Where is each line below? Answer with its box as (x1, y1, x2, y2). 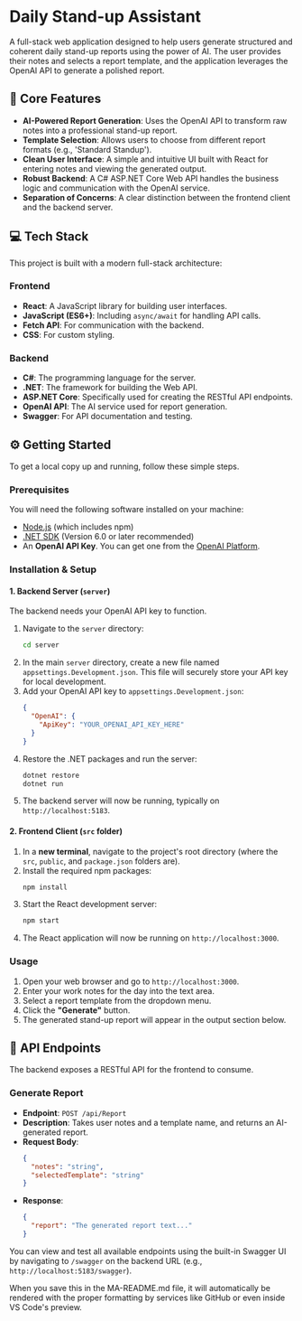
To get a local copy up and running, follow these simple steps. (9, 461, 240, 472)
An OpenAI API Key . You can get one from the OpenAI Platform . (22, 540, 261, 552)
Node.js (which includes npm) (22, 521, 134, 532)
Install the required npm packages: (22, 865, 151, 876)
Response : (22, 1195, 64, 1206)
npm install (22, 883, 68, 892)
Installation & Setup (9, 563, 97, 576)
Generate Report (9, 1087, 84, 1100)
